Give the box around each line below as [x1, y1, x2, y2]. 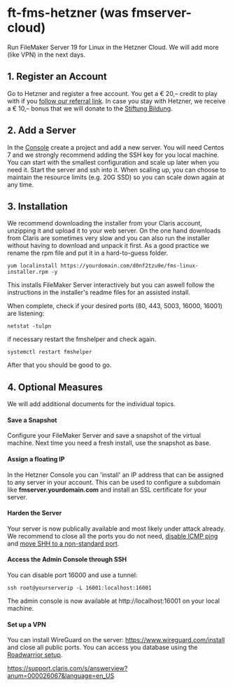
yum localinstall [7, 263, 58, 270]
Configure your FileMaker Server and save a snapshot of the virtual [7, 431, 202, 440]
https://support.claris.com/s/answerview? [7, 664, 128, 673]
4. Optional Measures [7, 381, 104, 393]
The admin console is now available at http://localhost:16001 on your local [7, 597, 220, 605]
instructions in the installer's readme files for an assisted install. [7, 289, 190, 297]
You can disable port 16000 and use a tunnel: [7, 571, 138, 579]
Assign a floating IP [7, 454, 65, 463]
